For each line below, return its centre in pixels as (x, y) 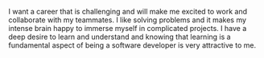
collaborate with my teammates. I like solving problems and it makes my (128, 20)
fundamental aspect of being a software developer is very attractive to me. (132, 45)
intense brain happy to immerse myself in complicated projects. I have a (128, 28)
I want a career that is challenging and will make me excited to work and (128, 12)
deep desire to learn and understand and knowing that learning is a (120, 37)
